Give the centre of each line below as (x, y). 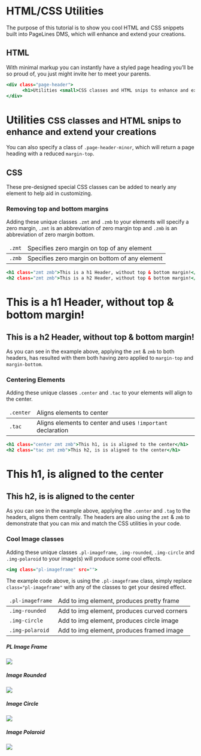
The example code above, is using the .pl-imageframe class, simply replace (99, 581)
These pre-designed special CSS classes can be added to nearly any (91, 187)
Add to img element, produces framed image (121, 631)
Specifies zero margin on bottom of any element (95, 258)
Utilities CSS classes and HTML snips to (94, 120)
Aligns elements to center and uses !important (102, 423)
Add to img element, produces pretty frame (118, 601)
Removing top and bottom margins (57, 209)
